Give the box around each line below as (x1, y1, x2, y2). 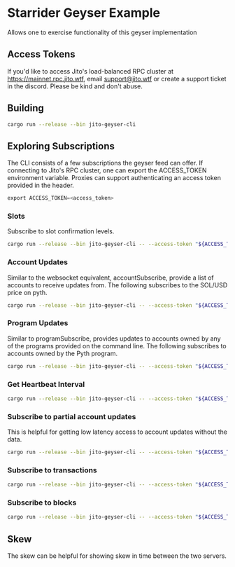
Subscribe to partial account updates (7, 411, 136, 421)
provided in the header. (7, 181, 75, 190)
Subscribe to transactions (7, 465, 98, 474)
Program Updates (7, 318, 69, 328)
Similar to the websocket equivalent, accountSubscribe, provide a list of (7, 273, 215, 282)
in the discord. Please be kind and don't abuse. (7, 82, 143, 90)
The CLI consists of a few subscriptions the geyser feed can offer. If (7, 159, 204, 168)
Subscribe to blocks (7, 498, 77, 507)
